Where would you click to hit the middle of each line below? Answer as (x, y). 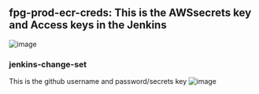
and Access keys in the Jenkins (88, 25)
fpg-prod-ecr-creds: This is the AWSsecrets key (130, 13)
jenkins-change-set (48, 64)
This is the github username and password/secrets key (98, 81)
